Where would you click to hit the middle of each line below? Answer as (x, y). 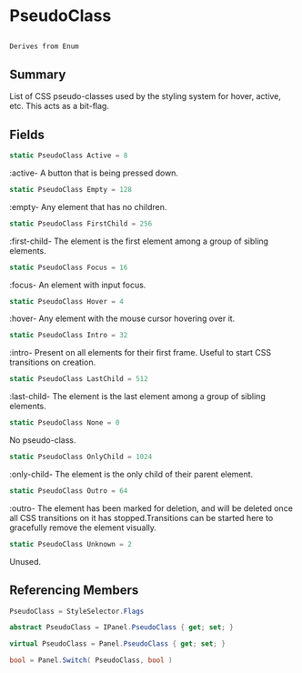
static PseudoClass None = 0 (65, 423)
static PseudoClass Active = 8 (69, 156)
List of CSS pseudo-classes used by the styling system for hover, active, (146, 96)
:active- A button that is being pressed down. (94, 173)
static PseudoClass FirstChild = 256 (81, 224)
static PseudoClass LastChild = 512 (79, 379)
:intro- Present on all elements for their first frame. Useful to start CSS (141, 353)
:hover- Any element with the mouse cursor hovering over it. (122, 318)
